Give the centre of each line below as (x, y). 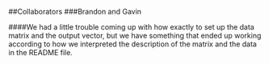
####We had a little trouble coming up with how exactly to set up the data (131, 27)
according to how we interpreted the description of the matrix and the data (132, 44)
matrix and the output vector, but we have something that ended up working (135, 36)
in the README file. (40, 52)
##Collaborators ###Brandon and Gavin (75, 12)
